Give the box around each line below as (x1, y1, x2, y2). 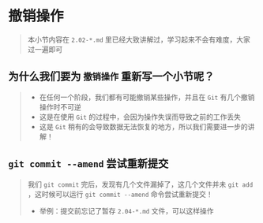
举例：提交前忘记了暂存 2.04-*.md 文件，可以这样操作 (39, 206, 214, 215)
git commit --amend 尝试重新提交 (8, 157, 169, 170)
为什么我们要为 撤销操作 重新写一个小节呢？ (8, 70, 215, 84)
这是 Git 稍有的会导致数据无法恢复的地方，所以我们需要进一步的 (39, 121, 248, 131)
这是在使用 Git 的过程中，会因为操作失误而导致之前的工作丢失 (39, 112, 241, 121)
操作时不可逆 (39, 102, 81, 111)
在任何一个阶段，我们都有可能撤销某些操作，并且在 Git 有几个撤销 (39, 92, 255, 102)
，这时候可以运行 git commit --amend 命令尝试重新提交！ (27, 189, 213, 199)
